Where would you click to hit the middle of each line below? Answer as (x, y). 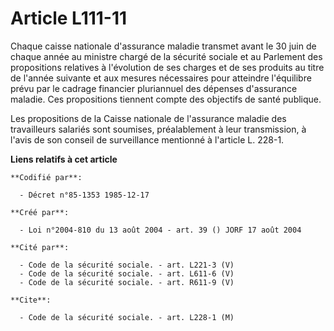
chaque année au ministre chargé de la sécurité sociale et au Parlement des (166, 56)
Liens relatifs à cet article (64, 159)
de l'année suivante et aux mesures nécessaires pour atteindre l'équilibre (161, 78)
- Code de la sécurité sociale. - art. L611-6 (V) (127, 273)
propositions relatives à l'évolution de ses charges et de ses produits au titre (167, 67)
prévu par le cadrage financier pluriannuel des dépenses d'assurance (154, 88)
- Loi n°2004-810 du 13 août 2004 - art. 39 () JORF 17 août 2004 (160, 230)
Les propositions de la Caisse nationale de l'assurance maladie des (148, 118)
